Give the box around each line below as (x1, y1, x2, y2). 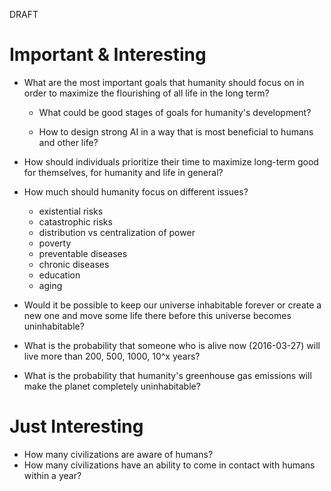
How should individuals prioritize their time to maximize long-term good (23, 155, 319, 168)
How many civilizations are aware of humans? (23, 448, 214, 460)
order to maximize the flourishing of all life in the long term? (23, 87, 270, 99)
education (38, 269, 81, 281)
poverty (38, 237, 72, 249)
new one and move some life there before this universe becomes (23, 309, 292, 321)
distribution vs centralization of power (38, 226, 196, 238)
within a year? (23, 469, 82, 481)
